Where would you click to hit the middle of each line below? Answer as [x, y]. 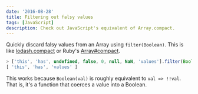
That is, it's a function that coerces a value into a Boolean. [77, 85]
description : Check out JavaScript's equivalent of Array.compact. [91, 28]
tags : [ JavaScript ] [30, 22]
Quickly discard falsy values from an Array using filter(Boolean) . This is [95, 45]
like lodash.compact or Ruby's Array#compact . [63, 51]
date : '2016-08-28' [30, 11]
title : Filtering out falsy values [50, 17]
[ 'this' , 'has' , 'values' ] [42, 67]
